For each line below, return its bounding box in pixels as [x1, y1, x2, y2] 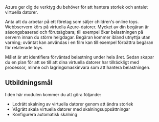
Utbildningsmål [5, 79, 53, 87]
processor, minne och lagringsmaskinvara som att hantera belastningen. [5, 64, 151, 70]
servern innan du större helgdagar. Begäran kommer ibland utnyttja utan [5, 34, 151, 40]
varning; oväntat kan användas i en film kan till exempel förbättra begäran [5, 40, 154, 45]
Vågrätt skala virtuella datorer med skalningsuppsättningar [12, 106, 131, 112]
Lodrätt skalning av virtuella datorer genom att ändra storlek [12, 101, 134, 107]
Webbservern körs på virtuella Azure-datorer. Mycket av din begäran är [5, 24, 149, 30]
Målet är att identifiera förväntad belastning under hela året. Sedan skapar [5, 54, 155, 60]
